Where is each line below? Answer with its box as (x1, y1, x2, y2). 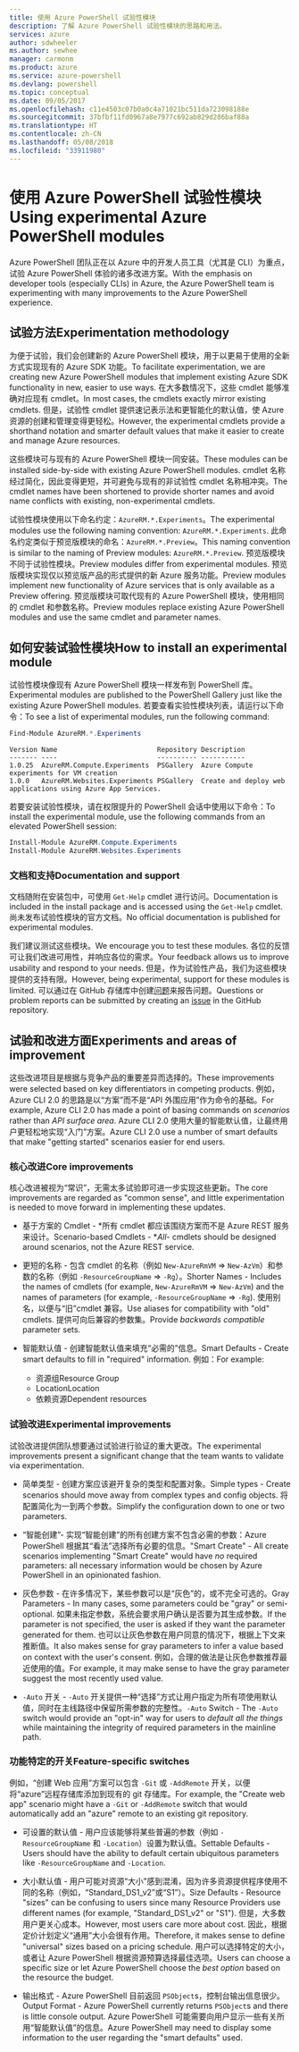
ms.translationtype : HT (9, 122, 98, 131)
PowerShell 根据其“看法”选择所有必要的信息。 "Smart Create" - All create (21, 1540, 289, 1551)
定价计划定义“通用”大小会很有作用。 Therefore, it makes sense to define (21, 1930, 286, 1940)
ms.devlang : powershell (9, 80, 98, 89)
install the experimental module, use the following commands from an (9, 811, 266, 823)
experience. (9, 297, 54, 308)
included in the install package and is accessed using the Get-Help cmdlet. (9, 901, 284, 912)
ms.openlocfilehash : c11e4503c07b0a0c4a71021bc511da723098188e (9, 105, 250, 114)
